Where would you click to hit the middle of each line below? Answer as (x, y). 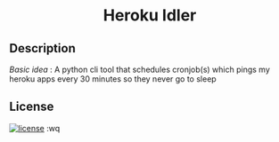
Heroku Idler (150, 16)
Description (42, 48)
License (32, 107)
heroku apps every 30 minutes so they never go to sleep (113, 79)
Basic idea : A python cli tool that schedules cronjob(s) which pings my (139, 69)
